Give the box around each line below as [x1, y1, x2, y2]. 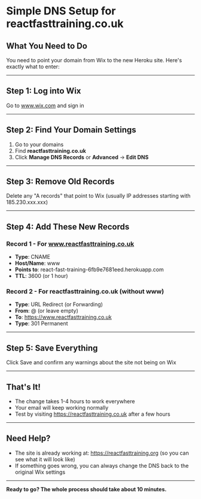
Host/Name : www [14, 259, 60, 267]
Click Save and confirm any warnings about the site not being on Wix [6, 359, 176, 366]
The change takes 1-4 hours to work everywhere [14, 398, 135, 405]
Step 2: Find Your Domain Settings [6, 125, 136, 135]
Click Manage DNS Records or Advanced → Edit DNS [14, 153, 149, 161]
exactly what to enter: [6, 63, 60, 70]
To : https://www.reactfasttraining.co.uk [14, 313, 112, 321]
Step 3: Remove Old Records [6, 177, 115, 187]
